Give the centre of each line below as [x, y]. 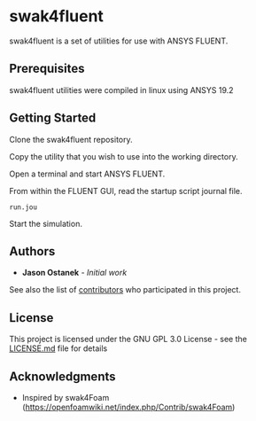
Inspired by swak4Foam [66, 398]
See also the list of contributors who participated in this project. [125, 290]
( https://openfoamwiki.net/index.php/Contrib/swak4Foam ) [128, 407]
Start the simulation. [46, 223]
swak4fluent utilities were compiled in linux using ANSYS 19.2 [121, 90]
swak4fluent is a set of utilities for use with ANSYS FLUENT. [119, 41]
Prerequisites [47, 69]
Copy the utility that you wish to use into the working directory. [124, 156]
